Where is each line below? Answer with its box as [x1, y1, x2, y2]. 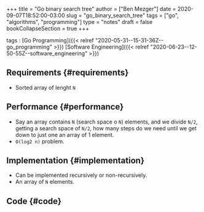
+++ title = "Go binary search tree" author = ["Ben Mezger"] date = [6, 6, 176, 12]
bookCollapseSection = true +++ [6, 25, 90, 32]
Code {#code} [6, 196, 62, 206]
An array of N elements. [15, 178, 75, 186]
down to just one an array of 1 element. [15, 131, 114, 138]
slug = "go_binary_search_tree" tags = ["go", [66, 12, 179, 19]
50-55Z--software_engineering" [6, 50, 88, 57]
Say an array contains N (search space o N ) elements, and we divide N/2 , [15, 118, 198, 125]
